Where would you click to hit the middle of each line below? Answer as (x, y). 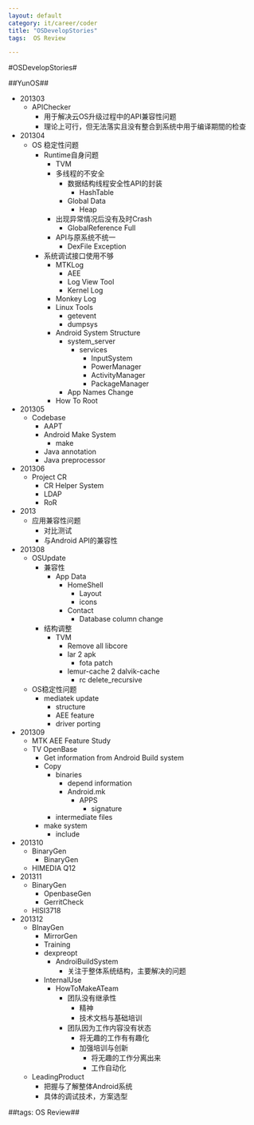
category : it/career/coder (53, 23)
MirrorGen (61, 936)
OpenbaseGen (67, 894)
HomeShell (85, 585)
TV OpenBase (55, 749)
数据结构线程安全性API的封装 (115, 184)
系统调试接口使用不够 (78, 256)
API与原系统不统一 (86, 237)
